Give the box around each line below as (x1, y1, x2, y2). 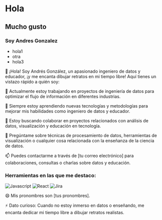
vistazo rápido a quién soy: (5, 79, 60, 84)
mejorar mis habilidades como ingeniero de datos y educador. (5, 108, 130, 114)
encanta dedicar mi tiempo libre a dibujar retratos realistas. (5, 210, 124, 216)
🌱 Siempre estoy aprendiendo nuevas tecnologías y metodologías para (5, 103, 148, 109)
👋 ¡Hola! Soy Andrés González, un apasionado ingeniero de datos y (5, 68, 141, 74)
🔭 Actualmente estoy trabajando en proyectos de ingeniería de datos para (5, 88, 155, 94)
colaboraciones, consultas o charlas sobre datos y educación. (5, 160, 131, 165)
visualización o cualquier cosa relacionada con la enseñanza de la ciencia (5, 137, 155, 143)
